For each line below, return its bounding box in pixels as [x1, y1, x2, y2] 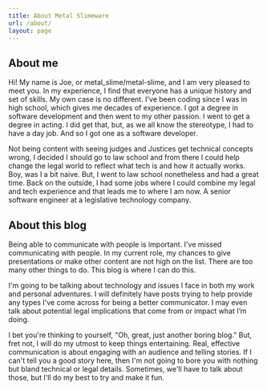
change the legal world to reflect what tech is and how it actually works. [8, 161, 246, 171]
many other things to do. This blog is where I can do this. [8, 265, 196, 275]
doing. [8, 315, 30, 324]
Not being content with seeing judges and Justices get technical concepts [8, 144, 254, 154]
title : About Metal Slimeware [8, 11, 110, 20]
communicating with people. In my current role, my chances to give [8, 248, 231, 257]
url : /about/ [8, 19, 52, 27]
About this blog [8, 218, 87, 232]
